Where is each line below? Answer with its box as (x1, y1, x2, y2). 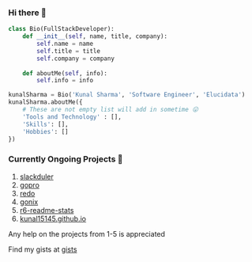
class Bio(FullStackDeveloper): (8, 25, 115, 33)
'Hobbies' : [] (22, 127, 69, 135)
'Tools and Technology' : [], (22, 112, 122, 121)
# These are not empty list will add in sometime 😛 (22, 106, 199, 114)
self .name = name (36, 40, 93, 48)
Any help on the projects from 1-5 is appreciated (8, 229, 166, 238)
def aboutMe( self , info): (22, 69, 108, 78)
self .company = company (36, 55, 115, 63)
